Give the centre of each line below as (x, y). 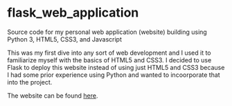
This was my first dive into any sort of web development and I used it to (109, 53)
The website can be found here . (53, 96)
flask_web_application (73, 13)
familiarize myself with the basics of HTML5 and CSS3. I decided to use (109, 60)
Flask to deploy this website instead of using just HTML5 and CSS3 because (116, 67)
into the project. (30, 82)
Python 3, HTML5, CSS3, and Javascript (65, 39)
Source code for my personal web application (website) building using (107, 32)
